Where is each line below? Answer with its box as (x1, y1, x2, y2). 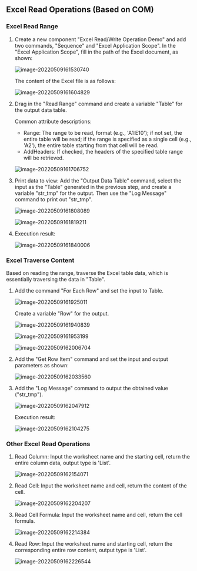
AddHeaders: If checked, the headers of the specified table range (23, 148, 183, 155)
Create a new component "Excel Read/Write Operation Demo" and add (14, 35, 186, 43)
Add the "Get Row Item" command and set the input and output (14, 356, 169, 363)
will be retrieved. (23, 154, 64, 161)
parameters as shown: (14, 361, 69, 369)
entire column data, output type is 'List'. (14, 459, 111, 467)
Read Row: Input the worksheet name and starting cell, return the (14, 540, 173, 547)
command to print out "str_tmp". (14, 195, 93, 202)
